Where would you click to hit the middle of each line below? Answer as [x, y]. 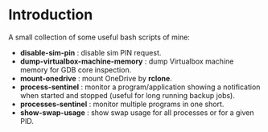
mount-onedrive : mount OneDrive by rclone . [96, 78]
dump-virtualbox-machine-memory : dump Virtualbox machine [127, 61]
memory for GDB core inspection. [76, 69]
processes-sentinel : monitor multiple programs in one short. [122, 104]
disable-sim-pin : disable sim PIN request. [91, 52]
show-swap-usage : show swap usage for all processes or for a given [137, 112]
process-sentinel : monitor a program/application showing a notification [140, 87]
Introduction [51, 15]
